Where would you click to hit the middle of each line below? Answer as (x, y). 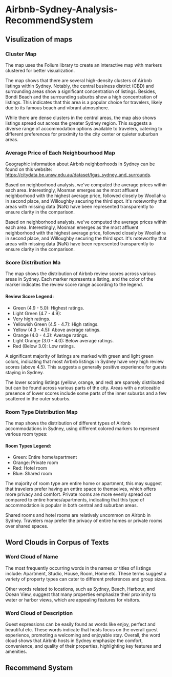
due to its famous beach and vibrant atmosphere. (57, 108)
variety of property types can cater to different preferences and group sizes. (86, 579)
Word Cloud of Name (32, 557)
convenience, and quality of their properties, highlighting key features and (83, 646)
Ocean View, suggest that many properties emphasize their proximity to (81, 594)
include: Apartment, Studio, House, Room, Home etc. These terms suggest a (86, 573)
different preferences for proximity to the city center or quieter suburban (82, 134)
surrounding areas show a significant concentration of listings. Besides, (81, 91)
